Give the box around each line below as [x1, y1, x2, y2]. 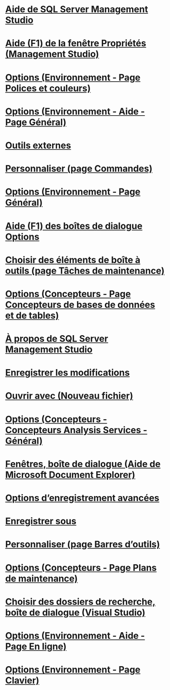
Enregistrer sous [5, 515, 77, 527]
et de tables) [5, 310, 59, 321]
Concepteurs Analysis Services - [5, 424, 148, 436]
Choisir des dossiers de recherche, [5, 596, 156, 607]
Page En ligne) [5, 641, 67, 652]
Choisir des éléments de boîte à [5, 254, 141, 266]
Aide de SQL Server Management [5, 4, 148, 15]
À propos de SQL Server [5, 333, 108, 345]
